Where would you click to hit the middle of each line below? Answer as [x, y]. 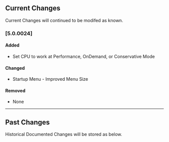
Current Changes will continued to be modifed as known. [64, 20]
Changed [15, 68]
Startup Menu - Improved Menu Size [50, 79]
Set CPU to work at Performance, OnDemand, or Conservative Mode [83, 56]
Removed [15, 90]
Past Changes [28, 122]
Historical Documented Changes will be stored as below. [64, 134]
